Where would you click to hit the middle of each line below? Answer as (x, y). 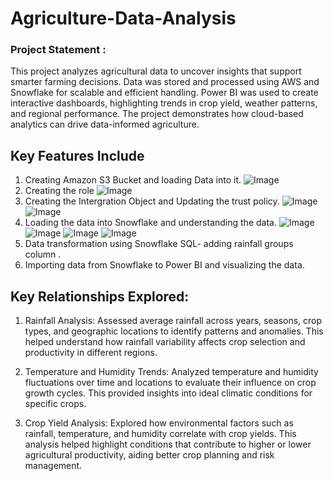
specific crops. (55, 404)
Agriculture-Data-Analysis (123, 18)
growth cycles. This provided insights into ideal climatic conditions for (168, 393)
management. (53, 466)
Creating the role (59, 191)
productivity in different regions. (91, 353)
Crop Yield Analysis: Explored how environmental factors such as (159, 423)
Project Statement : (58, 50)
